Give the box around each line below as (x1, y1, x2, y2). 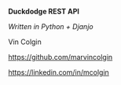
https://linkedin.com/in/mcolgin (8, 68, 110, 77)
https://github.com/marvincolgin (8, 53, 113, 61)
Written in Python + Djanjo (8, 22, 93, 31)
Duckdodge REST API (8, 7, 80, 16)
